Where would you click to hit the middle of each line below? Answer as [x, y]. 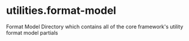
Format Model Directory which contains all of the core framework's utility [95, 27]
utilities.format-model [61, 11]
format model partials [32, 32]
